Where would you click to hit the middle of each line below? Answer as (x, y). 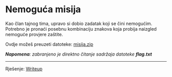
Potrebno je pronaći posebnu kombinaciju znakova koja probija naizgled (81, 29)
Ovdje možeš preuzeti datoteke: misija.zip (49, 44)
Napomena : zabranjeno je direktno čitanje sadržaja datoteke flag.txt (79, 54)
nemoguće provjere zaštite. (34, 34)
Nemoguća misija (43, 9)
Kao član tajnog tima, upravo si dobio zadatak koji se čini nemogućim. (79, 23)
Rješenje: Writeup (24, 69)
